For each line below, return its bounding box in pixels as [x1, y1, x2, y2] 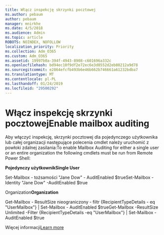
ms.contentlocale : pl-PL [5, 77, 56, 81]
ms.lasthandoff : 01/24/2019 [5, 81, 63, 86]
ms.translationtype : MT [5, 72, 54, 77]
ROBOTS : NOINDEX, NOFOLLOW [5, 40, 61, 45]
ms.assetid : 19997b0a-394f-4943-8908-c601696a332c [5, 58, 112, 63]
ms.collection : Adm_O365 [5, 49, 56, 54]
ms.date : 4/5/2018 [5, 26, 43, 31]
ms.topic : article [5, 35, 43, 40]
